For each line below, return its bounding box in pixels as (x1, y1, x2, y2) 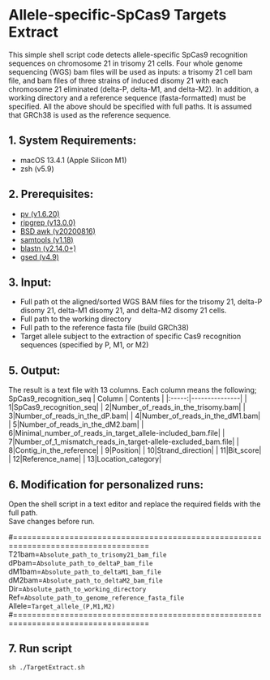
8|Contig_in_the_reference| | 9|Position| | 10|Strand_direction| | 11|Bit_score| (8, 445, 262, 455)
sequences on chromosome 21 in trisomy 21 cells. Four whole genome (8, 58, 243, 68)
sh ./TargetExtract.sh (8, 663, 85, 671)
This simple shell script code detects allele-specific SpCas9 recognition (8, 49, 249, 59)
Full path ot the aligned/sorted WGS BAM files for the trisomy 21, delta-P (19, 297, 263, 307)
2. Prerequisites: (8, 187, 94, 201)
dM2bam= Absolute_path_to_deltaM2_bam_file (8, 575, 164, 585)
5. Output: (8, 364, 61, 377)
